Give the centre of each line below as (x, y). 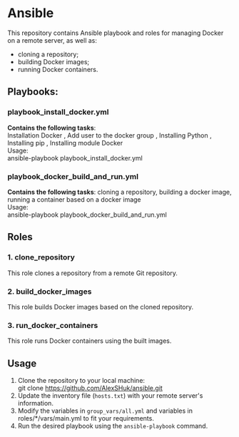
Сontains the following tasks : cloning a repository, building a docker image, (119, 192)
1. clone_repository (41, 257)
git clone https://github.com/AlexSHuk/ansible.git (90, 388)
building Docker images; (54, 61)
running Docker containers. (58, 69)
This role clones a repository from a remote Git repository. (93, 273)
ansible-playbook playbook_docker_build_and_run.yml (87, 215)
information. (35, 403)
